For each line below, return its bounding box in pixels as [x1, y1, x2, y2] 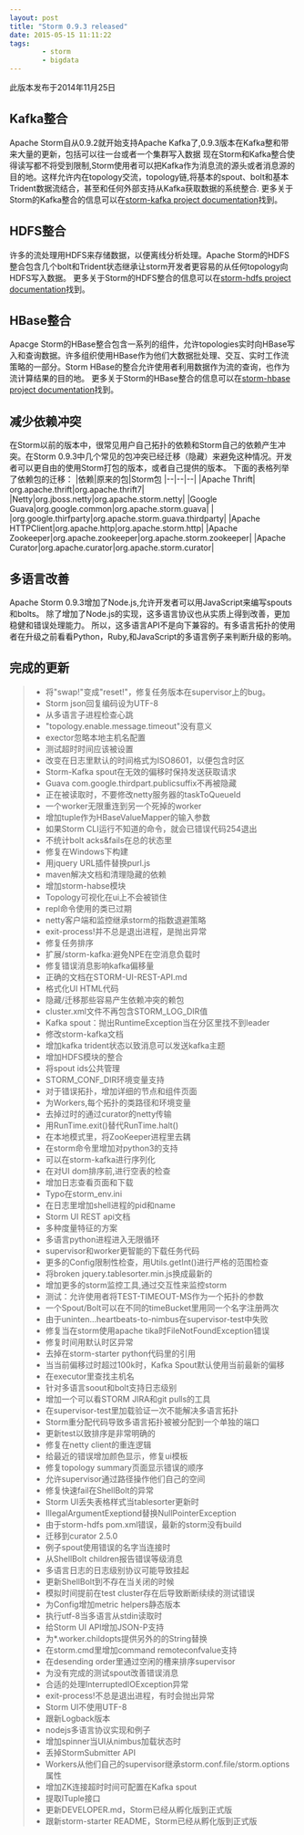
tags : [9, 38, 30, 48]
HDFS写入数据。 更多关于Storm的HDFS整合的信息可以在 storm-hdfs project [9, 272, 291, 283]
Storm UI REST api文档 [45, 1211, 131, 1222]
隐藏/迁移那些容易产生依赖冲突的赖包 [45, 994, 185, 1005]
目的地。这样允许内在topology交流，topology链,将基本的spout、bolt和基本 [9, 171, 289, 182]
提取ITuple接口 [45, 1792, 101, 1803]
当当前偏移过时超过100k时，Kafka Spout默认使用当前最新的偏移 [45, 1359, 285, 1370]
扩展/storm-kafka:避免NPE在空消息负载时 [45, 948, 201, 959]
